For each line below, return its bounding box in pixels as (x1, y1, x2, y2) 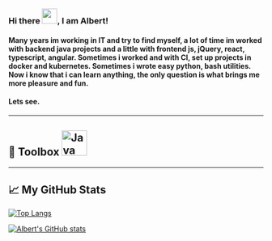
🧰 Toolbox (8, 146, 60, 159)
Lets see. (8, 97, 40, 107)
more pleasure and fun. (8, 78, 89, 88)
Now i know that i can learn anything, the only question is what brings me (8, 70, 261, 79)
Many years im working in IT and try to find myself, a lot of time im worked (8, 35, 262, 44)
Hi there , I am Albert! (8, 15, 109, 26)
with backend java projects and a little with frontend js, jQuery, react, (8, 44, 245, 53)
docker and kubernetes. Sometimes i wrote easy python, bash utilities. (8, 61, 251, 70)
